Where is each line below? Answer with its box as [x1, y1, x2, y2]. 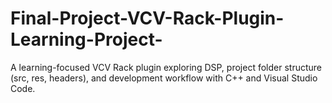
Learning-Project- [10, 28, 163, 51]
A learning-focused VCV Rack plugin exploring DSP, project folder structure [10, 61, 322, 73]
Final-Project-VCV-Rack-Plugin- [10, 7, 285, 30]
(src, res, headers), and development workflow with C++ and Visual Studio [10, 72, 318, 84]
